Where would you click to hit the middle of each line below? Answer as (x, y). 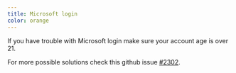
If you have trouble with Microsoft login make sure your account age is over (118, 40)
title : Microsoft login (43, 14)
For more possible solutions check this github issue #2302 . (94, 62)
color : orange (28, 21)
